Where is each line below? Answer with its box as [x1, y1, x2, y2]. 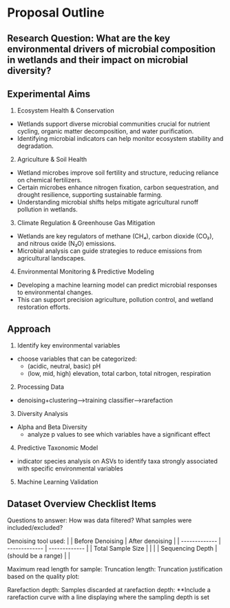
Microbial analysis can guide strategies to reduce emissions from [17, 247, 202, 255]
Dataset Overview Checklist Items [7, 497, 156, 509]
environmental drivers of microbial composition [7, 43, 216, 55]
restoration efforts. [17, 303, 71, 312]
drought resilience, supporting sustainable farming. [17, 191, 163, 199]
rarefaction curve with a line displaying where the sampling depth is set [7, 593, 210, 602]
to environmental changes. [17, 288, 93, 296]
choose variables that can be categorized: [17, 354, 137, 363]
